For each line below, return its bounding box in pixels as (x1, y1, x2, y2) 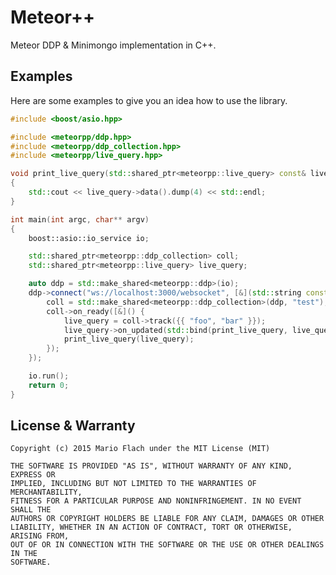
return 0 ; (28, 380, 70, 390)
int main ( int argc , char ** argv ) (10, 214, 150, 225)
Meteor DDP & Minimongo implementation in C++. (10, 39, 217, 51)
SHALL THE (10, 505, 52, 515)
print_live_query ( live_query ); (63, 334, 195, 345)
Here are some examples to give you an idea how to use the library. (10, 94, 288, 106)
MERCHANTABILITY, (10, 487, 83, 498)
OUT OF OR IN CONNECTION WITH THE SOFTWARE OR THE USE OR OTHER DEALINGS (10, 540, 325, 550)
